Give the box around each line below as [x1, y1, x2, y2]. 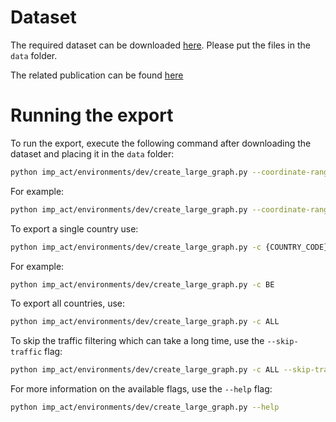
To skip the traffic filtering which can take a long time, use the [10, 335, 265, 347]
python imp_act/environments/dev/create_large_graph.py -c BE [10, 279, 275, 290]
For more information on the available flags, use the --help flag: [10, 383, 273, 395]
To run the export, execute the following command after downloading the [10, 137, 312, 149]
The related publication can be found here [10, 69, 184, 81]
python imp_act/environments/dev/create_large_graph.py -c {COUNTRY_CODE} [10, 242, 329, 252]
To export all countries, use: [10, 297, 126, 310]
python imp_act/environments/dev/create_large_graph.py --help [10, 402, 280, 413]
